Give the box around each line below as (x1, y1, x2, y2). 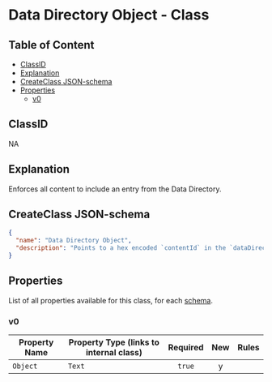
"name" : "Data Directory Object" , (15, 237, 132, 245)
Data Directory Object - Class (8, 6, 210, 24)
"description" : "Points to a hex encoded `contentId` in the (15, 244, 227, 252)
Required (168, 342, 204, 354)
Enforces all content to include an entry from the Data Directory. (8, 184, 222, 194)
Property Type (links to (68, 337, 160, 348)
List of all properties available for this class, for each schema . (8, 295, 213, 305)
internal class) (85, 347, 143, 358)
